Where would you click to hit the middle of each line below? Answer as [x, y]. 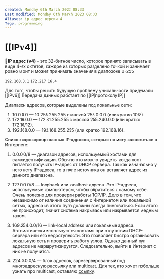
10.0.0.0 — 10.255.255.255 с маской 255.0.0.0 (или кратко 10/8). [78, 115]
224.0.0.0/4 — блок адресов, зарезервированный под [69, 261]
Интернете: [17, 145]
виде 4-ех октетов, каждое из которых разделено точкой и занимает [78, 66]
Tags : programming [24, 23]
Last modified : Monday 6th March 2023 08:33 [51, 14]
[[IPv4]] [21, 47]
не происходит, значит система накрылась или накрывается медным [85, 210]
